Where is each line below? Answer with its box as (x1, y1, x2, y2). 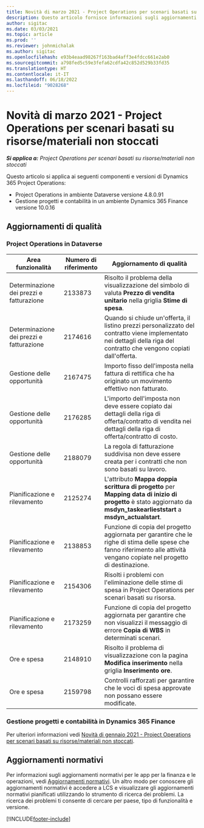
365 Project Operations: (6, 179, 66, 186)
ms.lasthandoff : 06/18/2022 (6, 77, 78, 83)
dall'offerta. (104, 351, 137, 360)
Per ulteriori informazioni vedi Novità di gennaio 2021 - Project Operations (6, 731, 191, 738)
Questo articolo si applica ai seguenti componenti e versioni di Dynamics (6, 173, 188, 180)
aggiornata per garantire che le (104, 530, 193, 539)
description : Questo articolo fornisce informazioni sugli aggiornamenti (6, 15, 197, 21)
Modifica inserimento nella (104, 658, 183, 667)
